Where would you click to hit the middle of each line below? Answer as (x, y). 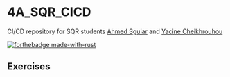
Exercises (29, 67)
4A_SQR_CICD (49, 12)
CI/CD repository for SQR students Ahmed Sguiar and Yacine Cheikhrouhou (115, 31)
